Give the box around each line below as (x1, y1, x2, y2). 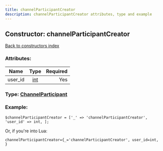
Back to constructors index (5, 43, 60, 49)
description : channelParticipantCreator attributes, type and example (5, 12, 152, 17)
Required (46, 68, 68, 75)
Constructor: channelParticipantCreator (5, 30, 130, 38)
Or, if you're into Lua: (5, 128, 47, 134)
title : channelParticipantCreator (5, 7, 76, 12)
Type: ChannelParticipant (5, 91, 68, 98)
